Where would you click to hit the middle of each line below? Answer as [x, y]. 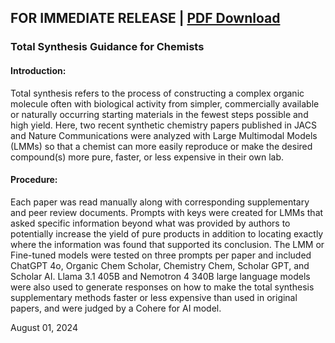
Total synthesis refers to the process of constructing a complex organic [157, 93]
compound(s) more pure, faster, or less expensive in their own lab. [147, 157]
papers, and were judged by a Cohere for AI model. [116, 308]
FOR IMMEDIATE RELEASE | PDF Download [145, 18]
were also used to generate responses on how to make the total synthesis [162, 287]
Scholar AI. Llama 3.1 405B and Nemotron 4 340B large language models [160, 276]
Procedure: [34, 180]
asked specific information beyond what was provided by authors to [150, 223]
